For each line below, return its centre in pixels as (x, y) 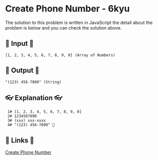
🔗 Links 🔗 (20, 140)
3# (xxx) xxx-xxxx (27, 120)
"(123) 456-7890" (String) (33, 82)
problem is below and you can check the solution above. (63, 27)
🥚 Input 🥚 (20, 44)
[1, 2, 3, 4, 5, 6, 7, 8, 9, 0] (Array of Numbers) (60, 55)
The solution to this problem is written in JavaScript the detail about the (79, 22)
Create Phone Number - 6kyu (67, 9)
